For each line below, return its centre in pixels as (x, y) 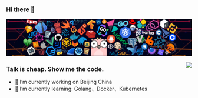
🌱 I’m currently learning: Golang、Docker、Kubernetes (81, 89)
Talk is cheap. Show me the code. (55, 69)
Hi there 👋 (21, 9)
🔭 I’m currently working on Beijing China (63, 82)
